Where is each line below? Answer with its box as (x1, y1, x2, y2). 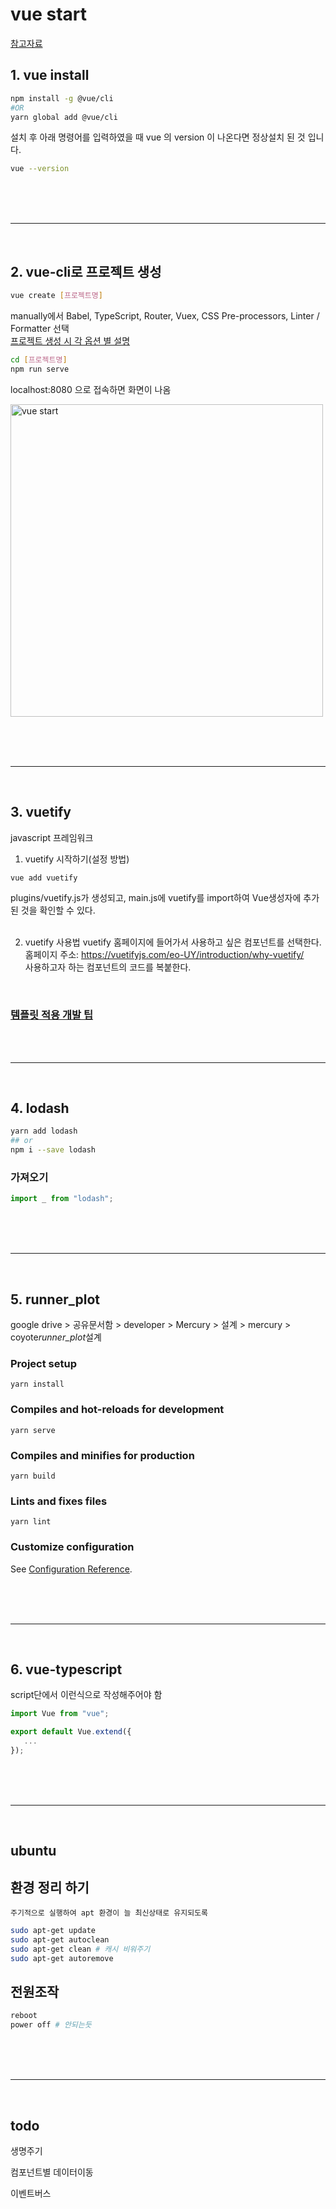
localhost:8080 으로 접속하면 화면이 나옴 (10, 383, 172, 395)
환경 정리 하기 (10, 1879, 90, 1896)
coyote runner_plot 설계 (10, 1331, 102, 1343)
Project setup (10, 1357, 77, 1371)
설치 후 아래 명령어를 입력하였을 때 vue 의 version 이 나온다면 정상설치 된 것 (10, 131, 306, 143)
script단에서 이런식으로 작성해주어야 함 (10, 1689, 163, 1701)
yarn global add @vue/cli (10, 112, 118, 122)
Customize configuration (10, 1540, 135, 1554)
